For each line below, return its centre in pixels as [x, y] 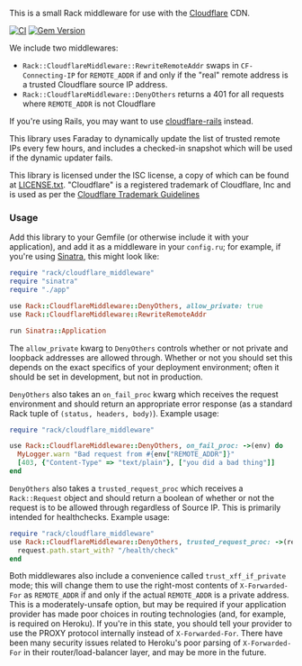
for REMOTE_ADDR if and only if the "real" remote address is [183, 75]
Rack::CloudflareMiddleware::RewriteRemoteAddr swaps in [131, 65]
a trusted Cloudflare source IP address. [95, 84]
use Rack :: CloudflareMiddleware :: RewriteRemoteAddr [108, 315]
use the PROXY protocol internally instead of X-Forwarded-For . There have [146, 634]
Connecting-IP [49, 76]
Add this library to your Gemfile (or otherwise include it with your [129, 237]
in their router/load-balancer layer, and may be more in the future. [145, 652]
